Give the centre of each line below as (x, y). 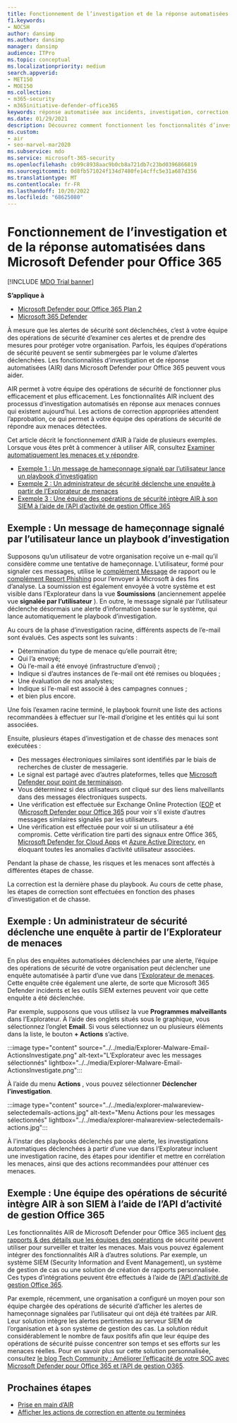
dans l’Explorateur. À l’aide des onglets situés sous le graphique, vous (109, 1019)
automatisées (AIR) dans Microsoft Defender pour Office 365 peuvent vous (116, 368)
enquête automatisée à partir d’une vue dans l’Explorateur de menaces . (111, 975)
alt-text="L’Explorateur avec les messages (140, 1055)
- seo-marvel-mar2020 (39, 145)
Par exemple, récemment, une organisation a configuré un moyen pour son (116, 1298)
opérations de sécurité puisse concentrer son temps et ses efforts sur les (114, 1343)
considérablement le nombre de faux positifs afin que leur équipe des (108, 1336)
